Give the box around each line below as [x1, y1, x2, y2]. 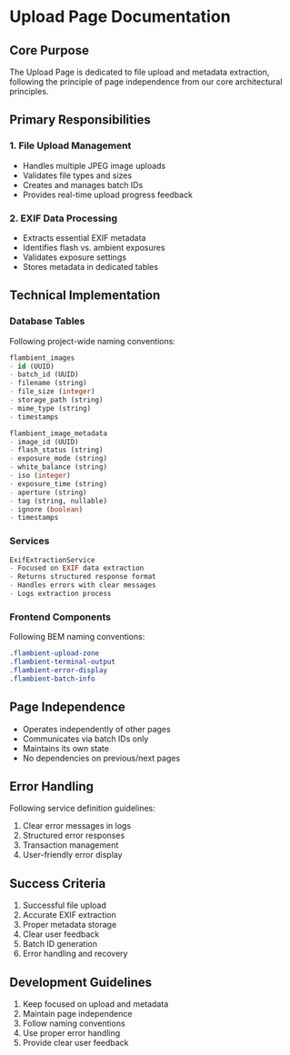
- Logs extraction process [9, 589, 112, 599]
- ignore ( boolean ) [9, 504, 84, 514]
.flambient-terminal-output [9, 657, 116, 667]
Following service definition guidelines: [9, 802, 156, 814]
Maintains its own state [22, 742, 109, 753]
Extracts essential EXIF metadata [22, 232, 146, 243]
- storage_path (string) [9, 395, 104, 405]
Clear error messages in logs [22, 821, 132, 831]
